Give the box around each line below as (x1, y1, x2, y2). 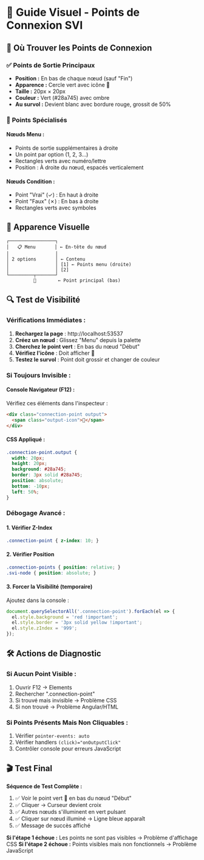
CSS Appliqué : (6, 436, 46, 443)
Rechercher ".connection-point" (15, 690, 95, 697)
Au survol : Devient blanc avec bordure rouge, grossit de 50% (15, 100, 171, 108)
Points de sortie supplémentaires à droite (15, 144, 118, 152)
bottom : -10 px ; (12, 483, 50, 489)
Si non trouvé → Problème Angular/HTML (15, 703, 119, 710)
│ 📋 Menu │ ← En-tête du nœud (6, 244, 107, 250)
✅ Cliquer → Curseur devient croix (15, 801, 102, 808)
